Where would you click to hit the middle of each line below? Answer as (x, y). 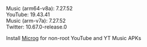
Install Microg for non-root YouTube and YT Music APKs (74, 38)
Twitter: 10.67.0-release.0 (37, 27)
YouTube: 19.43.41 (28, 15)
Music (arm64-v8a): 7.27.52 (40, 8)
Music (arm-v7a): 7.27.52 (36, 21)
